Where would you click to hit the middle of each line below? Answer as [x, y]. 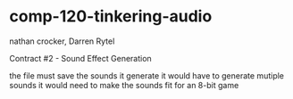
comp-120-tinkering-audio [111, 16]
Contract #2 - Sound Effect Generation [80, 58]
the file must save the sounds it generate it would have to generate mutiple [146, 75]
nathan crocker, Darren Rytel [62, 41]
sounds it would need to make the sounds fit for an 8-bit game [124, 85]
